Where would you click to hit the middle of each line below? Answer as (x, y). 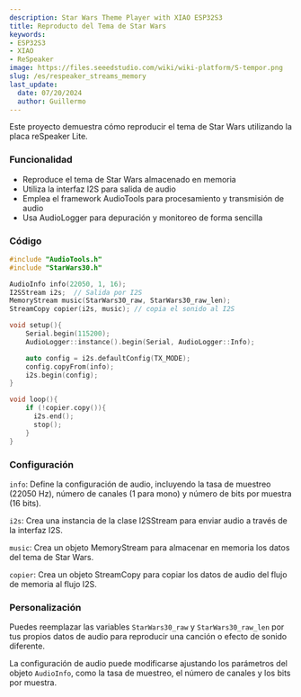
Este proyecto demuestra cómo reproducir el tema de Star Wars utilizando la (150, 127)
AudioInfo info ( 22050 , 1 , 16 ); (68, 284)
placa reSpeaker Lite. (49, 137)
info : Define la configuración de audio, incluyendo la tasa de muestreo (140, 484)
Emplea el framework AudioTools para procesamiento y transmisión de (153, 198)
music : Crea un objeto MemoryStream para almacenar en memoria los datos (150, 547)
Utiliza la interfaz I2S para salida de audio (99, 189)
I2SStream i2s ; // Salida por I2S (76, 292)
